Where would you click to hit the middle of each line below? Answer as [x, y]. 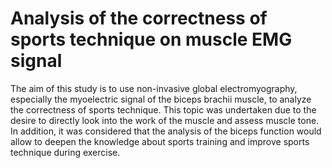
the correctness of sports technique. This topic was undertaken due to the [163, 109]
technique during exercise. [65, 152]
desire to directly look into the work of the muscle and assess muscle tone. [165, 120]
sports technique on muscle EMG [151, 39]
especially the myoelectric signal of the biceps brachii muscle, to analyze [161, 99]
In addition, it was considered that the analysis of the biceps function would [166, 131]
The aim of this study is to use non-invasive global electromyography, [154, 88]
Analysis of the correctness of [139, 18]
